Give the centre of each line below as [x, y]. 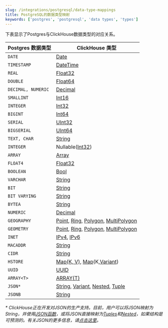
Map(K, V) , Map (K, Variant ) [88, 262]
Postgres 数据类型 [29, 48]
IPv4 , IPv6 [68, 237]
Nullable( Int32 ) [74, 147]
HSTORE [16, 262]
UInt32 [64, 123]
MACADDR [17, 245]
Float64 [65, 81]
